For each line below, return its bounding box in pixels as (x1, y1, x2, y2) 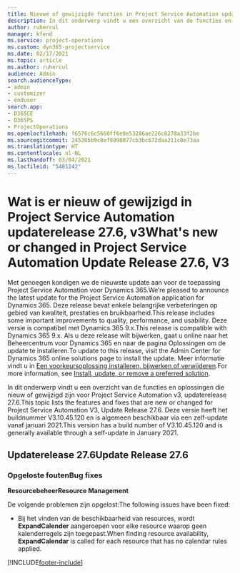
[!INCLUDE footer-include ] (7, 558, 84, 567)
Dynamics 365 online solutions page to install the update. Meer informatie (7, 354, 225, 362)
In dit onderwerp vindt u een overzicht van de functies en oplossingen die (7, 382, 225, 391)
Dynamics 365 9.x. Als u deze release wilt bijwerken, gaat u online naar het (7, 331, 229, 340)
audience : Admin (7, 70, 56, 77)
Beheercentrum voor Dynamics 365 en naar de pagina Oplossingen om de (7, 338, 226, 347)
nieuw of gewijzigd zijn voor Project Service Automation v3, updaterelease (7, 390, 227, 399)
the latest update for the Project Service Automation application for (7, 293, 205, 302)
